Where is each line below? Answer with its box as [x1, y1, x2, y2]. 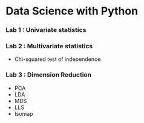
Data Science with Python [5, 4, 139, 18]
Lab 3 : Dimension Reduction [5, 71, 92, 79]
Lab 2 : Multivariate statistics [5, 42, 93, 51]
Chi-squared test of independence [14, 55, 101, 63]
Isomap [14, 110, 34, 117]
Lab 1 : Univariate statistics [5, 26, 87, 34]
